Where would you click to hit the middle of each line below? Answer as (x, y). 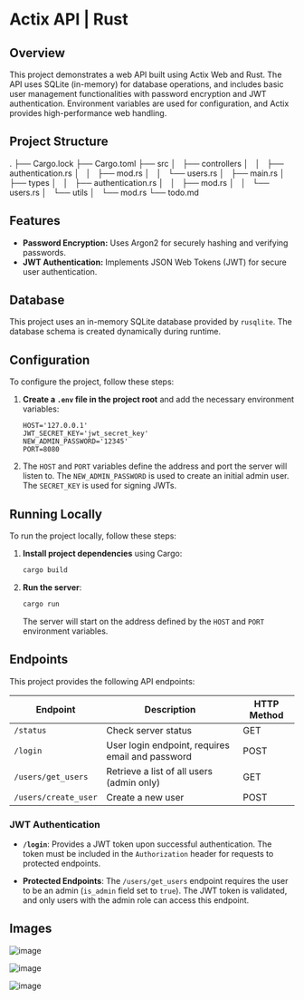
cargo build (45, 570)
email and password (149, 756)
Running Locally (56, 514)
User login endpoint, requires (168, 745)
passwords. (44, 252)
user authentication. (60, 271)
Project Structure (59, 142)
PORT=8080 (41, 450)
